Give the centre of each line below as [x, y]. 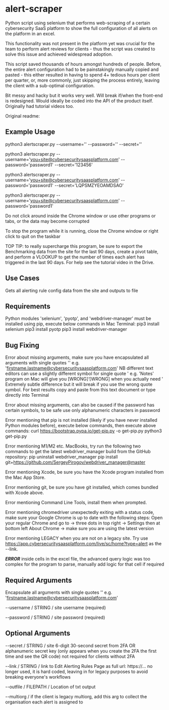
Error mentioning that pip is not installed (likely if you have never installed [81, 420]
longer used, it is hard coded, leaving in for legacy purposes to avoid [76, 671]
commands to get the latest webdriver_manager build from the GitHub [78, 452]
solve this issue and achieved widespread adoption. [59, 54]
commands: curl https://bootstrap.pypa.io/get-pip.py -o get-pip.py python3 [84, 431]
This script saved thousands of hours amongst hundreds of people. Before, [83, 64]
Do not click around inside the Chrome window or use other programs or [80, 215]
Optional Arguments [38, 633]
